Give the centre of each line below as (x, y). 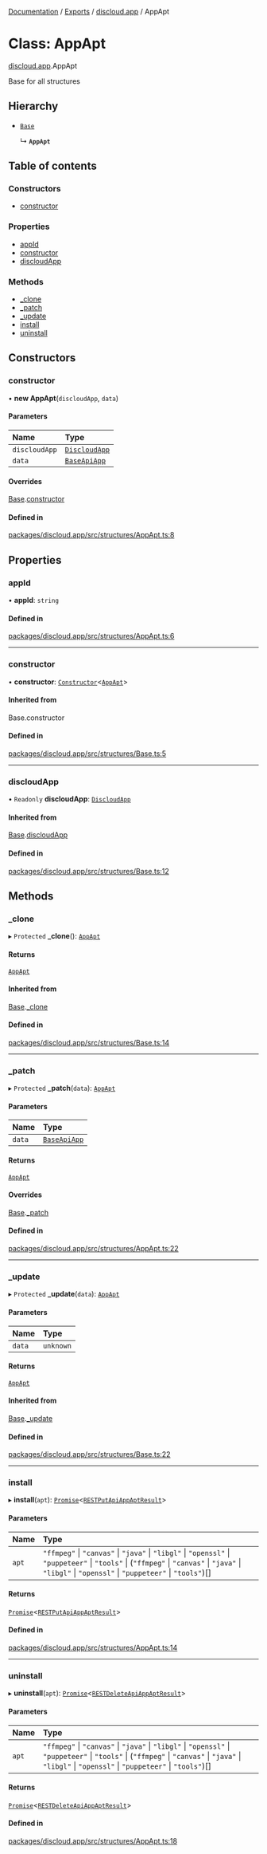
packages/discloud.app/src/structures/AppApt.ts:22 (93, 1249)
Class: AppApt (57, 44)
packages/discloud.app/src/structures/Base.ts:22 (89, 1454)
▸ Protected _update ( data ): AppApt (64, 1294)
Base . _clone (28, 1006)
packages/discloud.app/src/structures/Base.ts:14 (89, 1042)
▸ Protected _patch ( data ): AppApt (62, 1088)
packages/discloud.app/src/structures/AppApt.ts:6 (91, 636)
